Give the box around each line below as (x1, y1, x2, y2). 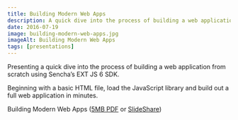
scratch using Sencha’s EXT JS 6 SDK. (7, 70, 120, 78)
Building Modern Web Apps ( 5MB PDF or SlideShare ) (7, 105, 162, 113)
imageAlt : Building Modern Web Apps (7, 37, 115, 44)
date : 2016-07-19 (7, 23, 59, 30)
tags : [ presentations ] (7, 43, 74, 50)
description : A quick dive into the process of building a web (7, 17, 198, 24)
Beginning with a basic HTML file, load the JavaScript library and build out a (7, 84, 229, 92)
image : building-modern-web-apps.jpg (7, 30, 119, 37)
